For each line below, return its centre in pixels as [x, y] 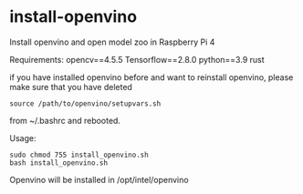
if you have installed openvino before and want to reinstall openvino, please [151, 77]
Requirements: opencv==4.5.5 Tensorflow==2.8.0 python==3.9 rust [137, 59]
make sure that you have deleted [71, 87]
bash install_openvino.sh [58, 163]
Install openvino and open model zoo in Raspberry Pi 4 [112, 42]
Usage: [23, 138]
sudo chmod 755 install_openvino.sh [79, 155]
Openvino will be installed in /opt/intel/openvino [99, 179]
